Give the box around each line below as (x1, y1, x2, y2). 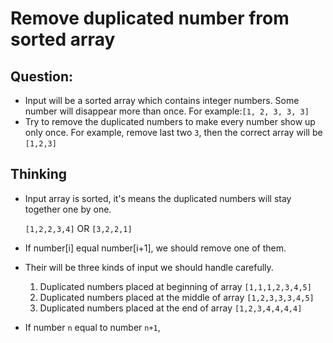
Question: (10, 68, 74, 85)
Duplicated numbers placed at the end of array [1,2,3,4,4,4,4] (39, 302, 303, 314)
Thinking (10, 166, 68, 183)
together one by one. (24, 203, 112, 215)
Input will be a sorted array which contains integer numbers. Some (24, 95, 300, 106)
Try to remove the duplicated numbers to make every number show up (24, 116, 316, 127)
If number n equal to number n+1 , (24, 321, 161, 333)
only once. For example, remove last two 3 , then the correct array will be (24, 127, 323, 138)
